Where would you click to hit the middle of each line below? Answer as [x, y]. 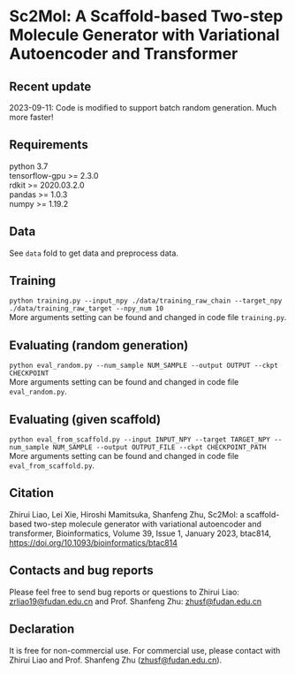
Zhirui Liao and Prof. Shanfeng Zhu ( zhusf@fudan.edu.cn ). [116, 660]
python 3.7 [29, 166]
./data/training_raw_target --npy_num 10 [87, 309]
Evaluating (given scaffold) [85, 419]
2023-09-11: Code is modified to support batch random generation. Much [143, 107]
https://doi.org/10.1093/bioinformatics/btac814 [94, 542]
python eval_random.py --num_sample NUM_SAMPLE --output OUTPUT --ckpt [144, 366]
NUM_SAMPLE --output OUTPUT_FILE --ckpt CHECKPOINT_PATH [159, 448]
